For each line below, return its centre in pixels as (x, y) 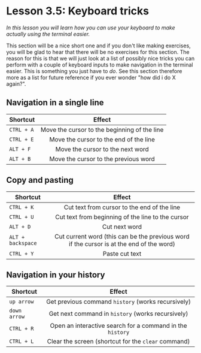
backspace (23, 243)
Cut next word (122, 227)
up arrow (22, 302)
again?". (16, 84)
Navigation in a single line (55, 103)
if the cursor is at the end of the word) (122, 244)
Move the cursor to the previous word (102, 159)
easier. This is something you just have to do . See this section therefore (94, 71)
